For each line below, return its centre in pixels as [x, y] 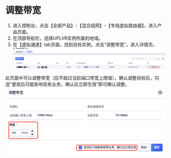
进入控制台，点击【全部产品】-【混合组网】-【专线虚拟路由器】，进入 [85, 25]
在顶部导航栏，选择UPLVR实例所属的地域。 [58, 38]
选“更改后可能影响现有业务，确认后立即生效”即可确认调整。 [67, 84]
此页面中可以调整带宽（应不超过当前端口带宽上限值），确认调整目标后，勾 [82, 78]
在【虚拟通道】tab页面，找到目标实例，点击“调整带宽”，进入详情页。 [85, 44]
